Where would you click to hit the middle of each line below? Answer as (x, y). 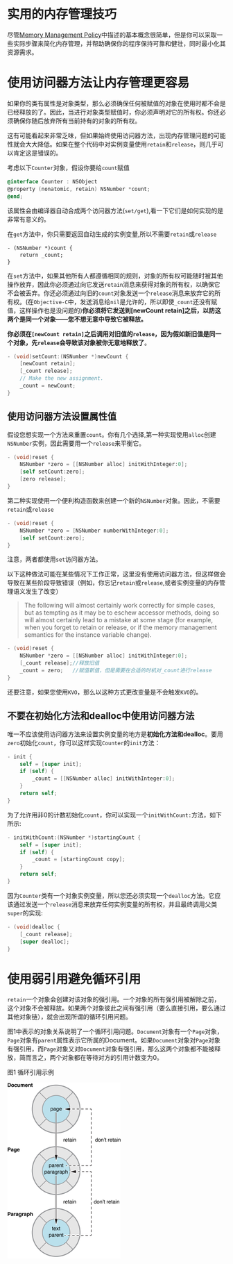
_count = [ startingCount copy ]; (79, 859)
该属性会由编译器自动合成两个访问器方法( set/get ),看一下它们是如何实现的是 (115, 210)
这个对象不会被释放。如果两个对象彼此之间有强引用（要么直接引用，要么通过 (116, 1008)
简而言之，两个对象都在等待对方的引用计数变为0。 (91, 1058)
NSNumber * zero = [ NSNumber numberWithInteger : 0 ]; (94, 531)
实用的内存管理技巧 (62, 14)
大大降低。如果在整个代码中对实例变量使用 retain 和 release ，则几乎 (122, 144)
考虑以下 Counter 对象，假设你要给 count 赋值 (68, 167)
